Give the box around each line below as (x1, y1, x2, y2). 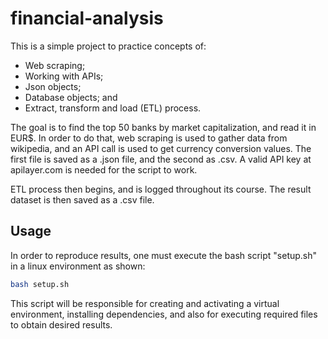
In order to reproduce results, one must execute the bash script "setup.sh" (10, 249, 318, 261)
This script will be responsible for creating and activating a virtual (10, 297, 280, 309)
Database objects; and (24, 91, 118, 103)
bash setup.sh (10, 279, 70, 289)
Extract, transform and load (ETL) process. (24, 102, 202, 114)
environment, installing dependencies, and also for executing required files (10, 308, 318, 320)
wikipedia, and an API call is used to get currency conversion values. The (10, 142, 312, 154)
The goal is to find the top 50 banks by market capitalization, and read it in (10, 121, 317, 133)
